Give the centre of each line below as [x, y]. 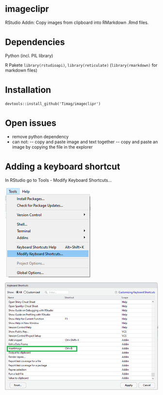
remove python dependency [40, 136]
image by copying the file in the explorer [52, 147]
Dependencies [35, 42]
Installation [28, 90]
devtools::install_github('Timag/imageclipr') [53, 104]
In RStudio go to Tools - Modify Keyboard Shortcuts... [58, 180]
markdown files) [21, 70]
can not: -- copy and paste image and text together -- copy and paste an [85, 142]
